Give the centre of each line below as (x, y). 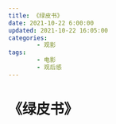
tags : (17, 52)
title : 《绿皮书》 (36, 15)
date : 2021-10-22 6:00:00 (51, 23)
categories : (28, 38)
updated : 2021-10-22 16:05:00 (58, 30)
